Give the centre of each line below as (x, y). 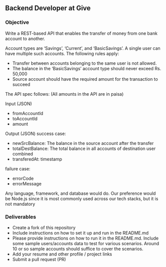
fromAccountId (28, 113)
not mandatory (20, 204)
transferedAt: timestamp (37, 159)
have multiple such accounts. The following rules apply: (62, 53)
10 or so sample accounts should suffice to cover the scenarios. (78, 249)
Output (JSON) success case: (36, 133)
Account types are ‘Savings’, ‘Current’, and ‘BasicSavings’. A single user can (83, 48)
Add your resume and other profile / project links (62, 254)
